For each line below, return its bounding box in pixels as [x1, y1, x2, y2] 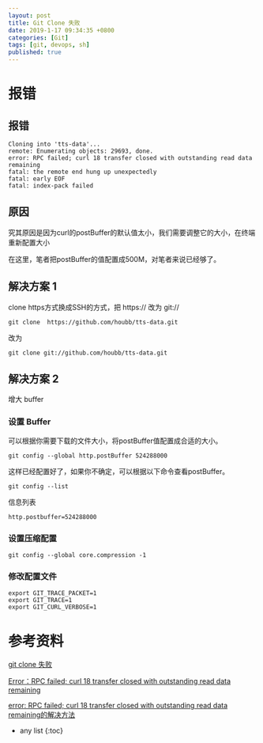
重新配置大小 [8, 237, 50, 247]
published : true [8, 48, 62, 56]
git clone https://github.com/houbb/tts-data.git [8, 318, 178, 326]
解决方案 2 [8, 373, 59, 386]
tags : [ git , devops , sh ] [8, 41, 90, 49]
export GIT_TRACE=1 [8, 597, 73, 605]
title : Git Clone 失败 [8, 19, 81, 27]
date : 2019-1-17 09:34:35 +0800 [8, 26, 115, 34]
